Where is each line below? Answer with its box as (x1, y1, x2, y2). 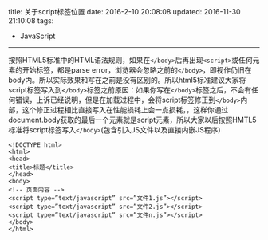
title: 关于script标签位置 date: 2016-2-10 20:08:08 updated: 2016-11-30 (8, 7, 241, 16)
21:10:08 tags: (8, 16, 54, 26)
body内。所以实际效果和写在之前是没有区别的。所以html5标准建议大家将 (8, 75, 246, 85)
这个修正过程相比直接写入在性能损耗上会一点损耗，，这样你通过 (22, 105, 229, 114)
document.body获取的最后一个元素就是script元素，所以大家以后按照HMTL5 (8, 115, 257, 124)
